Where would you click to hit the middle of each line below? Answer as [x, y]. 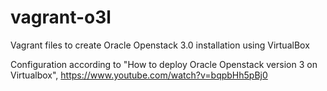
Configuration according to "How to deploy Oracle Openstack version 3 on [164, 64]
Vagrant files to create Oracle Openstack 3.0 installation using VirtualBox [160, 45]
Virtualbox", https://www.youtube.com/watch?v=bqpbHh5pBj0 [139, 75]
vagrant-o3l [61, 17]
